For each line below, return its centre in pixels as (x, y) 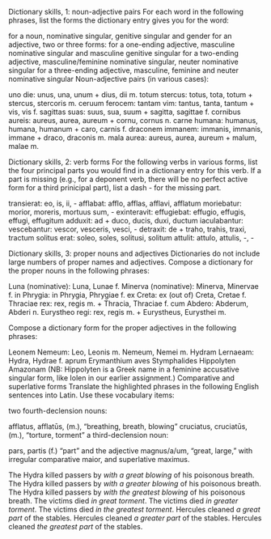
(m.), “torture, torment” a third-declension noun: (88, 435)
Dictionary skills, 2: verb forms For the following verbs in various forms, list (133, 162)
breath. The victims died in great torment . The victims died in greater (123, 501)
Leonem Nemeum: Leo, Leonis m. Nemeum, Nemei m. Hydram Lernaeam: (131, 352)
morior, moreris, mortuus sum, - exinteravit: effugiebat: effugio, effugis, (127, 212)
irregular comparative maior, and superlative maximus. (99, 459)
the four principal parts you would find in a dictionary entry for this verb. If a (135, 170)
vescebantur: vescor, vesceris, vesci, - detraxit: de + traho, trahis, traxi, (127, 229)
